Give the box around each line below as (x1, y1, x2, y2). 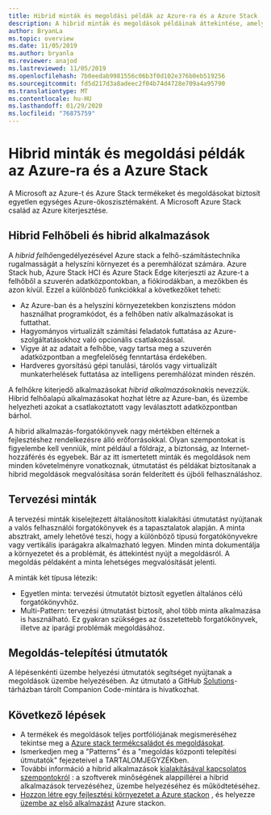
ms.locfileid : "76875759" (8, 110, 95, 118)
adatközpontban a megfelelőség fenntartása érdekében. (19, 352, 207, 361)
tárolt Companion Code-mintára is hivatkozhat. (44, 685, 200, 695)
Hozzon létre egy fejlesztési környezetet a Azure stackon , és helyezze (19, 790, 256, 800)
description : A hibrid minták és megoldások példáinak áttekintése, (8, 19, 244, 27)
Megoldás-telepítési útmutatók (8, 646, 169, 660)
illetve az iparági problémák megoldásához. (19, 623, 165, 632)
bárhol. (8, 410, 32, 420)
